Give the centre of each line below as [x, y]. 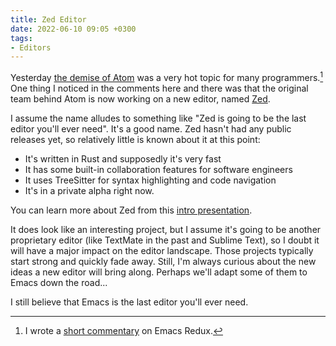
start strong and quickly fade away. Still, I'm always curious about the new [163, 261]
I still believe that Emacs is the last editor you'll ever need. [129, 302]
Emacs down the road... [59, 282]
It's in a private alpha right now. [89, 190]
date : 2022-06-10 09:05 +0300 [73, 29]
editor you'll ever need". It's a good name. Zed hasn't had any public [151, 128]
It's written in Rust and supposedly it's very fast [123, 158]
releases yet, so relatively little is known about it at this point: [135, 139]
